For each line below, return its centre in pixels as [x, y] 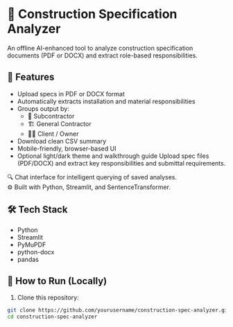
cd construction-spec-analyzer [52, 317]
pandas [28, 259]
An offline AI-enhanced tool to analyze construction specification [100, 48]
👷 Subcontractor [51, 116]
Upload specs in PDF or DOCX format [71, 94]
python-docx [36, 251]
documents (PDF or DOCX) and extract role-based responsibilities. [102, 55]
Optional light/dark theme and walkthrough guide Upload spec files [113, 156]
